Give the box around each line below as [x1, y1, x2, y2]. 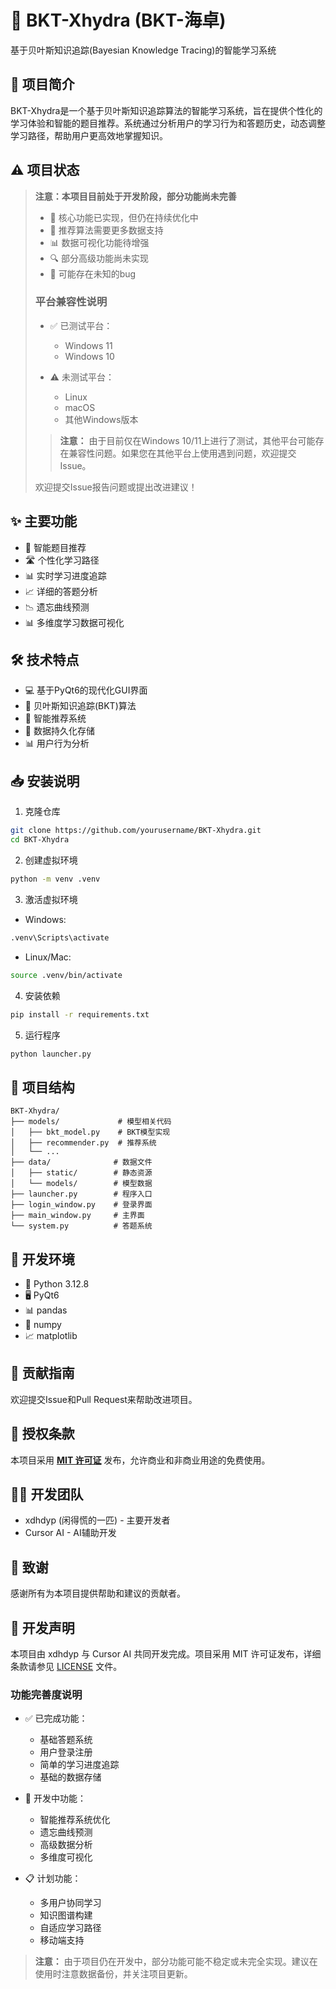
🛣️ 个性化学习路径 [24, 554, 100, 566]
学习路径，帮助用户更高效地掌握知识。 [10, 129, 168, 141]
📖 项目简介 [10, 76, 75, 93]
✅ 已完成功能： [24, 1712, 88, 1725]
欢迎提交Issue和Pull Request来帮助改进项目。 [10, 1393, 198, 1405]
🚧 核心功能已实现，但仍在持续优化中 [49, 211, 199, 223]
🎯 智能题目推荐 [24, 541, 87, 553]
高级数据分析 [39, 1839, 93, 1851]
